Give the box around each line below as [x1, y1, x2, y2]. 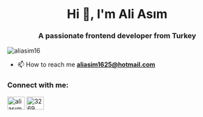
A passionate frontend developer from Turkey [38, 31, 197, 41]
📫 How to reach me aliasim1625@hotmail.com [17, 60, 156, 69]
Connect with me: [7, 80, 69, 90]
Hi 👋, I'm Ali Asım [66, 6, 168, 22]
